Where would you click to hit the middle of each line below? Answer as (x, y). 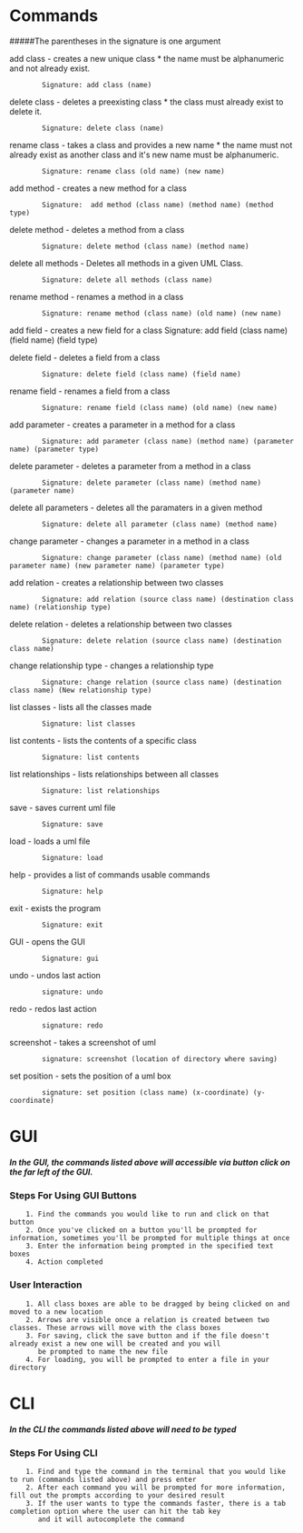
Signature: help (73, 891)
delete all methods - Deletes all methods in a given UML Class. (126, 263)
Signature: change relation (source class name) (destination (162, 682)
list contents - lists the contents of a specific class (103, 740)
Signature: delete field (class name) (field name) (142, 374)
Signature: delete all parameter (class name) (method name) (160, 524)
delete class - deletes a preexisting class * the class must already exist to (147, 102)
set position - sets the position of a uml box (90, 1076)
